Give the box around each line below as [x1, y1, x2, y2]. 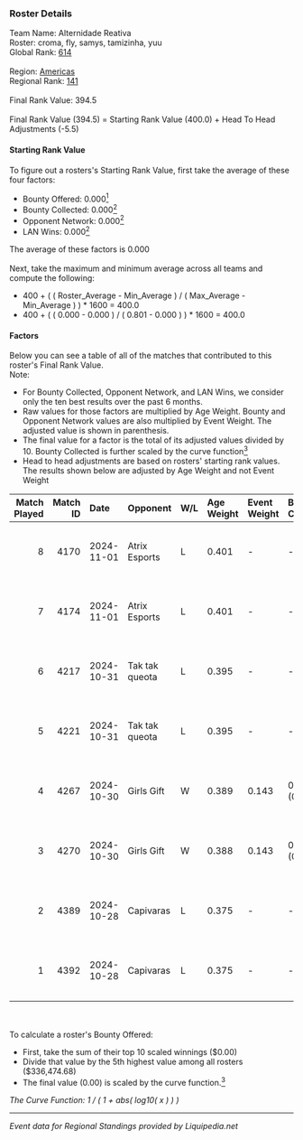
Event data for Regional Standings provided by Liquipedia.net [9, 1120, 239, 1131]
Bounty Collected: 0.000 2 [22, 202, 118, 215]
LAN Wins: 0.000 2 [22, 225, 90, 238]
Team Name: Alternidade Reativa [9, 28, 132, 39]
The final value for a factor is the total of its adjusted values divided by [22, 435, 284, 445]
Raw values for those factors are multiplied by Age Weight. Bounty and [22, 406, 286, 417]
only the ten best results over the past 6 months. [22, 397, 203, 407]
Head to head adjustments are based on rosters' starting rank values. [22, 455, 280, 466]
